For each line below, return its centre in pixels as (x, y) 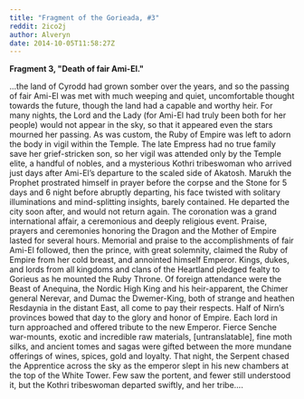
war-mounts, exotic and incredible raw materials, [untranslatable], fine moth (151, 337)
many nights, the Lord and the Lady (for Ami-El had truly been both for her (148, 115)
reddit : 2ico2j (38, 26)
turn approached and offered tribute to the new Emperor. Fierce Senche (143, 327)
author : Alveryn (40, 34)
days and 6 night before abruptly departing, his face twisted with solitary (145, 192)
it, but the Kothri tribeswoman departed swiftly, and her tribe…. (127, 385)
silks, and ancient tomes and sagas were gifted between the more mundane (151, 346)
